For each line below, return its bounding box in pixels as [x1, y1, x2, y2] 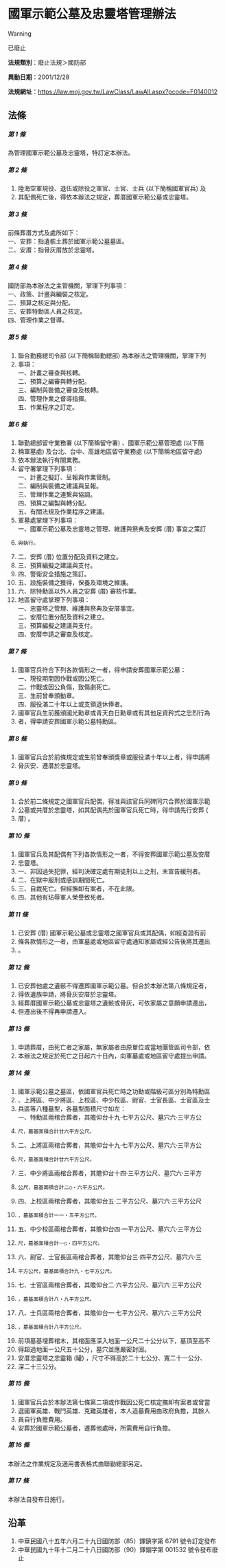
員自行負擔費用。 [17, 1415, 67, 1424]
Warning [8, 29, 32, 38]
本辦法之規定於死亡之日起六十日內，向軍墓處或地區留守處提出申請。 [17, 1052, 211, 1060]
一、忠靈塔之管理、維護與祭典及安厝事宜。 [17, 605, 139, 613]
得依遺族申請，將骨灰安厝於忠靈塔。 [17, 990, 121, 998]
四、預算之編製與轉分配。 [17, 499, 91, 508]
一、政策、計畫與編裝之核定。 [8, 290, 92, 298]
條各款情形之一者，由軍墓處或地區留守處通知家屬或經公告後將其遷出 [17, 937, 211, 946]
